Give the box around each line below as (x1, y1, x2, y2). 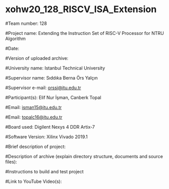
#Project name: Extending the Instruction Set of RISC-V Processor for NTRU (5, 30, 164, 36)
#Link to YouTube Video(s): (5, 178, 62, 184)
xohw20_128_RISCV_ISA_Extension (5, 4, 157, 15)
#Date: (5, 45, 19, 51)
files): (5, 159, 17, 165)
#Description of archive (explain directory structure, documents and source (5, 153, 163, 159)
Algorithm (5, 35, 26, 42)
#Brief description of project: (5, 143, 66, 149)
